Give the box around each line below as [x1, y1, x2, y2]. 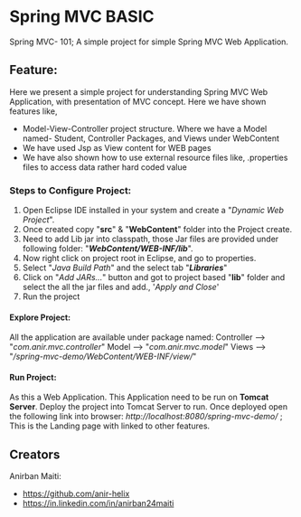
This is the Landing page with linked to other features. [9, 420, 211, 431]
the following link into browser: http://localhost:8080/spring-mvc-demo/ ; [9, 411, 283, 422]
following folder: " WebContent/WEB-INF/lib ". [22, 243, 193, 254]
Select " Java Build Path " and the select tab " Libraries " [22, 262, 228, 273]
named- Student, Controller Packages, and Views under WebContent [22, 133, 280, 144]
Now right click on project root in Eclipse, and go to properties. [22, 253, 257, 264]
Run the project [22, 291, 80, 302]
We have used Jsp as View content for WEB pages [22, 142, 212, 153]
